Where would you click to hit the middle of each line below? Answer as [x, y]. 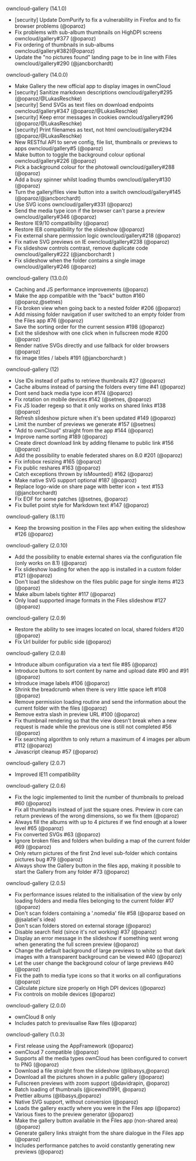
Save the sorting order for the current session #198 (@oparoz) [90, 327]
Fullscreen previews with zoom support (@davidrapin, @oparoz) [92, 1083]
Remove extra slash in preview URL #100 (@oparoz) [77, 714]
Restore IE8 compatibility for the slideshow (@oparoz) [80, 229]
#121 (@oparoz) [33, 576]
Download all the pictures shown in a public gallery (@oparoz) [90, 1077]
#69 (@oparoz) [33, 847]
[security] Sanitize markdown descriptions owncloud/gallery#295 [93, 92]
